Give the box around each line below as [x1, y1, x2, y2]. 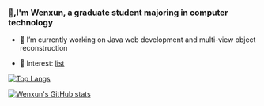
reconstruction [19, 44, 68, 53]
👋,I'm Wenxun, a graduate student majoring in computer [8, 7, 228, 18]
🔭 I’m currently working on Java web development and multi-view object [19, 35, 256, 44]
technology [8, 17, 54, 28]
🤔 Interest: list [19, 59, 65, 68]
